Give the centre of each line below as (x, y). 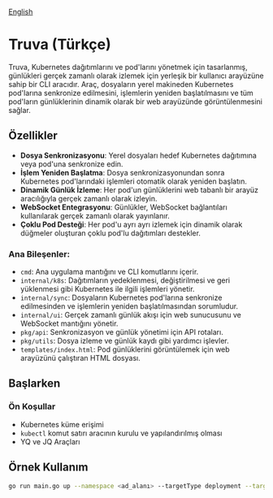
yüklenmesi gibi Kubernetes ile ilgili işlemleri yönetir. (107, 289)
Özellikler (33, 136)
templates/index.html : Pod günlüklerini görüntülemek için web (125, 349)
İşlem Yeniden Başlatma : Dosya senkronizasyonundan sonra (122, 172)
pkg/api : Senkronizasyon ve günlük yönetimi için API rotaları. (121, 332)
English (21, 12)
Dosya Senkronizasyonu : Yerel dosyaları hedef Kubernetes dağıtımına (139, 155)
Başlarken (35, 384)
